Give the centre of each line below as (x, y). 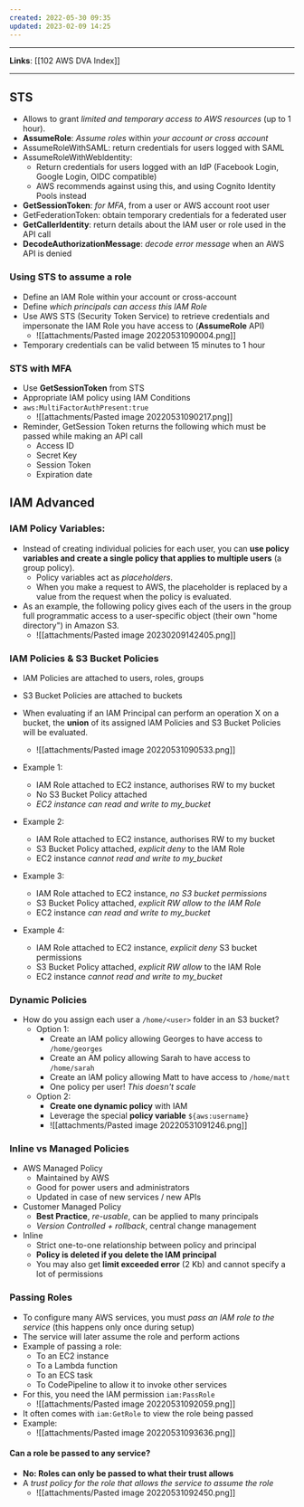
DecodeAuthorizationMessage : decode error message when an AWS (153, 244)
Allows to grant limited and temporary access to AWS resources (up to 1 (157, 119)
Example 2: (43, 821)
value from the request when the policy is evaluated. (134, 596)
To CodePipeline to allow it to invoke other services (132, 1384)
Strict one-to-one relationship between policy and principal (146, 1246)
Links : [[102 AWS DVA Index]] (65, 61)
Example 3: (43, 876)
